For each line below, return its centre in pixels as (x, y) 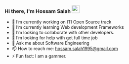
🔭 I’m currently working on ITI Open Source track (62, 22)
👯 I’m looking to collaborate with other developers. (63, 33)
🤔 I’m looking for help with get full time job (55, 38)
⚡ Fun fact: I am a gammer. (39, 56)
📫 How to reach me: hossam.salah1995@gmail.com (65, 49)
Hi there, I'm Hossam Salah (38, 11)
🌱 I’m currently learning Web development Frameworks (68, 27)
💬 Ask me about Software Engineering (50, 43)
